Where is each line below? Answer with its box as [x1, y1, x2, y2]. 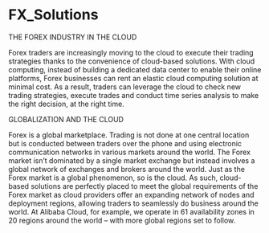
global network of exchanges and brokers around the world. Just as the [8, 164, 245, 174]
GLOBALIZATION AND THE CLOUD [8, 114, 124, 124]
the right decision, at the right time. [8, 99, 124, 108]
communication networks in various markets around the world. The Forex [8, 147, 251, 157]
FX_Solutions [8, 6, 99, 24]
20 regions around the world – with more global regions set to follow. [8, 215, 235, 225]
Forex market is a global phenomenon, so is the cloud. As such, [8, 173, 218, 182]
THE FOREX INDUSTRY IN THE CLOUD [8, 32, 137, 42]
